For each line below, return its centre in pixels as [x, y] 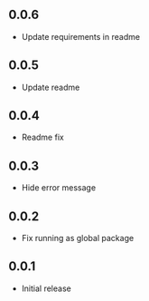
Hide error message [59, 188]
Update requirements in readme [81, 36]
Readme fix [42, 137]
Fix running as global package [78, 238]
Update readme [51, 87]
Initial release [46, 288]
